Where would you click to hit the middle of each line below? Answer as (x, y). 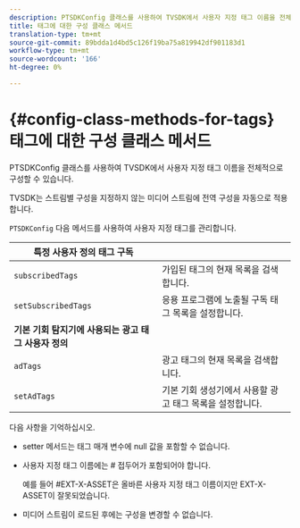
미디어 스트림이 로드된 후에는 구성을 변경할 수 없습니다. (117, 514)
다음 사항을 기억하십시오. (52, 427)
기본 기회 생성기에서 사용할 (215, 390)
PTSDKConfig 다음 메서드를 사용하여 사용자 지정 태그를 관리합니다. (123, 228)
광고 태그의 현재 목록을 (207, 360)
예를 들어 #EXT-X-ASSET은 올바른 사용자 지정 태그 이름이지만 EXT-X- (144, 484)
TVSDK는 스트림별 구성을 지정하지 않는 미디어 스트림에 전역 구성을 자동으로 (141, 197)
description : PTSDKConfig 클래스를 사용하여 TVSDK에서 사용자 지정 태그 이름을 (142, 17)
